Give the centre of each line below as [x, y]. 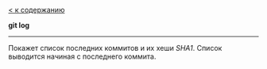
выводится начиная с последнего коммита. [82, 56]
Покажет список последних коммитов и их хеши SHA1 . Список [115, 48]
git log [19, 25]
